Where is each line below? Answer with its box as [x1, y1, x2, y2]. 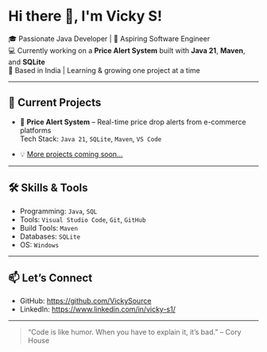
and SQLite [8, 57, 45, 67]
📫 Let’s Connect [8, 271, 93, 285]
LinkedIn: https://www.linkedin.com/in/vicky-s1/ [19, 304, 176, 314]
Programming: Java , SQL [19, 206, 98, 216]
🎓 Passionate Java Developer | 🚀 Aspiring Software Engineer [8, 33, 211, 43]
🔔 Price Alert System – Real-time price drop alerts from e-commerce [19, 117, 246, 126]
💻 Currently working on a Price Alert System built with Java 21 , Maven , [8, 45, 246, 55]
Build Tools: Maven [19, 223, 78, 232]
